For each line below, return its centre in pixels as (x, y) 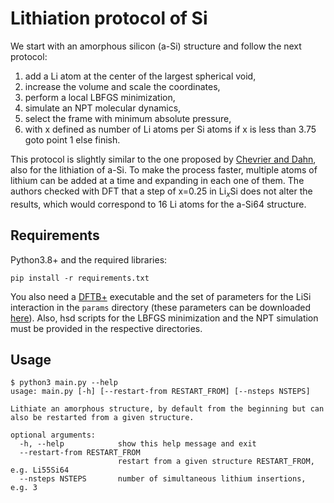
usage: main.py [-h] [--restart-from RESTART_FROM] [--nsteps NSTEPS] (160, 392)
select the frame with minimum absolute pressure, (128, 118)
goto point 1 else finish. (72, 139)
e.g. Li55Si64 (40, 470)
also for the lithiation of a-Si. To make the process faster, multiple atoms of (164, 169)
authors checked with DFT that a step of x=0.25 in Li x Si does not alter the (161, 192)
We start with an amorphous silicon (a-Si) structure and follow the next (156, 46)
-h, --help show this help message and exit (138, 444)
